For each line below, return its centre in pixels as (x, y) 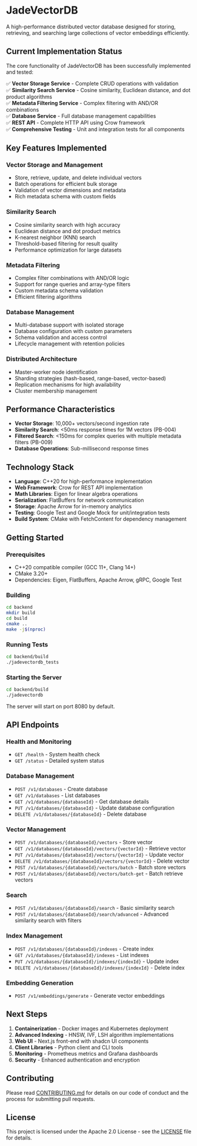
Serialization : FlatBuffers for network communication (79, 500)
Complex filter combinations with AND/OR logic (72, 278)
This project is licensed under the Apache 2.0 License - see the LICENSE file (99, 1132)
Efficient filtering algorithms (48, 297)
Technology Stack (40, 467)
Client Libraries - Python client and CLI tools (69, 1047)
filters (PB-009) (34, 442)
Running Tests (27, 644)
